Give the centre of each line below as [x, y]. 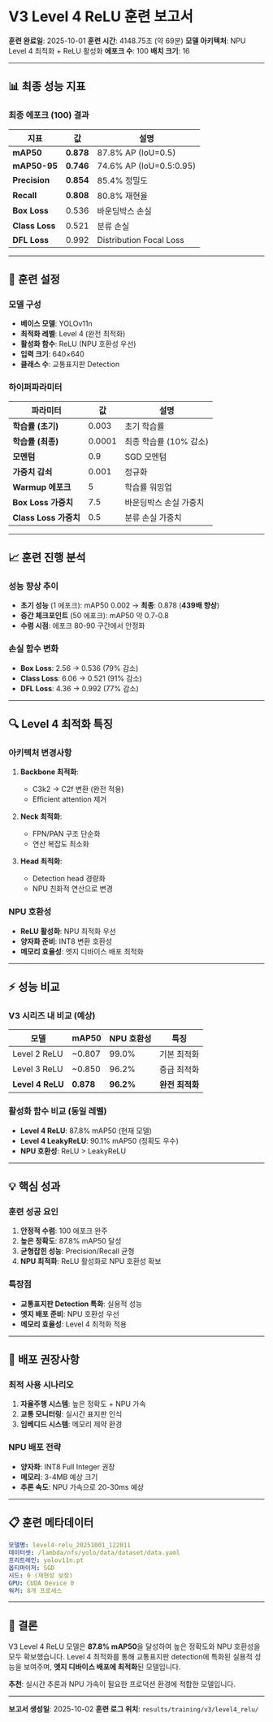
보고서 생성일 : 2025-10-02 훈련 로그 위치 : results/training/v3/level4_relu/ [134, 1709]
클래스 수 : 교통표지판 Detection [70, 364]
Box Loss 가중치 [43, 502]
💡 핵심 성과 [35, 1186]
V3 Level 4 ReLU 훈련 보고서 [101, 17]
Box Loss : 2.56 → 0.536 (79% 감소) [79, 668]
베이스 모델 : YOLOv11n [56, 324]
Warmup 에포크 [42, 487]
